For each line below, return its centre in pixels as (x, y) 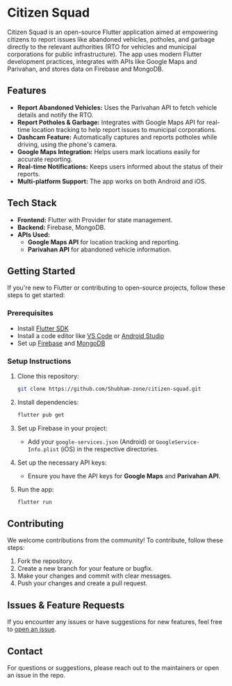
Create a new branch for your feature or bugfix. (85, 569)
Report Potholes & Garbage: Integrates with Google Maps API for (111, 122)
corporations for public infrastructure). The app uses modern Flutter (105, 54)
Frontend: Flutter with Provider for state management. (95, 219)
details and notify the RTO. (55, 115)
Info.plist (43, 449)
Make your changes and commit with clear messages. (94, 576)
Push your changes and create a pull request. (82, 583)
